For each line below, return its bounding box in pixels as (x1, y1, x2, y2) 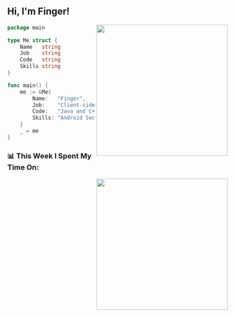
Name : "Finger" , (32, 94, 86, 102)
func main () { (7, 82, 49, 89)
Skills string (20, 63, 61, 70)
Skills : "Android (32, 115, 83, 122)
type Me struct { (7, 36, 58, 44)
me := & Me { (20, 88, 52, 95)
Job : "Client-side (32, 101, 96, 108)
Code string (20, 56, 61, 64)
